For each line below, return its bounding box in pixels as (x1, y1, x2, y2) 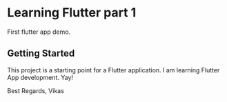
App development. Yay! (7, 73, 74, 81)
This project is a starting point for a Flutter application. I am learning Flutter (7, 65, 220, 74)
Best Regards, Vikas (7, 86, 64, 94)
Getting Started (7, 48, 75, 59)
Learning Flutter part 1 (7, 5, 137, 21)
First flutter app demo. (7, 28, 71, 36)
